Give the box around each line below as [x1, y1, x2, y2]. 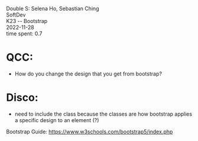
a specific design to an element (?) [14, 116, 99, 123]
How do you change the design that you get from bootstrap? [14, 70, 163, 77]
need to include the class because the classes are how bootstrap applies [14, 110, 193, 117]
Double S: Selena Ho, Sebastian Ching [6, 5, 99, 12]
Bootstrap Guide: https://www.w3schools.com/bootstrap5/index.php [6, 128, 173, 135]
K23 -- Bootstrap [6, 18, 48, 24]
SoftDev [6, 11, 26, 18]
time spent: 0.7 [6, 30, 43, 37]
